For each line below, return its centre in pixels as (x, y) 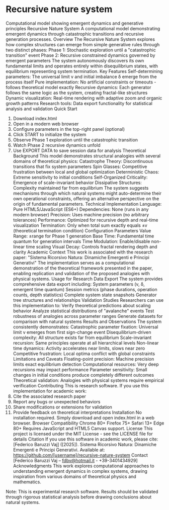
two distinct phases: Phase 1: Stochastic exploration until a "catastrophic (81, 50)
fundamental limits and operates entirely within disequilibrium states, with (82, 66)
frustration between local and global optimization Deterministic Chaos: (86, 172)
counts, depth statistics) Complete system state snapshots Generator (85, 295)
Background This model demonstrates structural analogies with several (87, 156)
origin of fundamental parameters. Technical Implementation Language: (87, 204)
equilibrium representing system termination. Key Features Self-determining (84, 71)
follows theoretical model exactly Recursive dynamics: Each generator (78, 87)
